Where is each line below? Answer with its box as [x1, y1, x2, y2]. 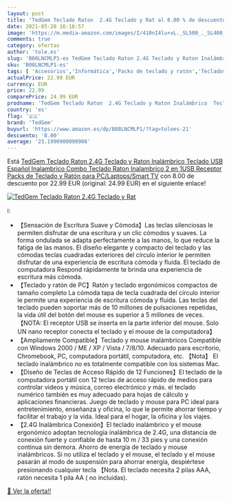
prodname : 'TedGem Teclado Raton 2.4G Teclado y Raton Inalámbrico [7, 100, 208, 107]
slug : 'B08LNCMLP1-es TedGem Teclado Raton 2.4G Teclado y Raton [7, 55, 198, 62]
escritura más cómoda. [16, 273, 83, 281]
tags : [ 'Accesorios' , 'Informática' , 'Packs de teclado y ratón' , [7, 68, 198, 74]
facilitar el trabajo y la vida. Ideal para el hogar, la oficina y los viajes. [16, 412, 212, 421]
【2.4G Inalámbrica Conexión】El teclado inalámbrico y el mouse [16, 421, 201, 429]
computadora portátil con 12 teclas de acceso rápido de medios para [16, 376, 212, 384]
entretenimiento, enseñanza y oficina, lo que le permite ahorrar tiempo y [16, 405, 222, 414]
